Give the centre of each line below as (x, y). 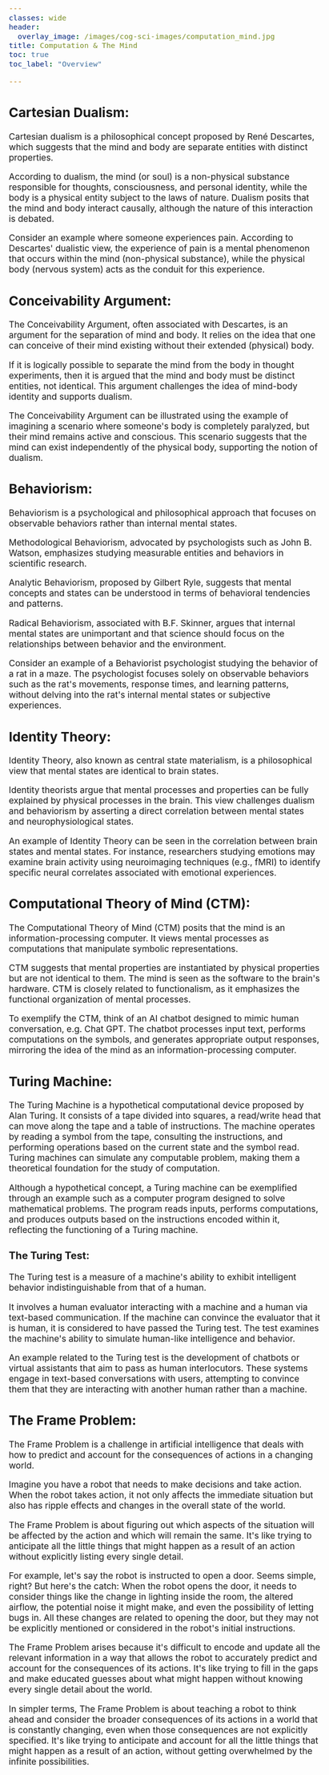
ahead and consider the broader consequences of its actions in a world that (164, 1719)
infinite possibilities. (49, 1761)
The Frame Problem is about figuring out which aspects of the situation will (162, 1524)
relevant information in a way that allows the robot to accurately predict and (163, 1658)
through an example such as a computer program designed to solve (147, 1198)
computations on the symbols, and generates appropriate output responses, (164, 1039)
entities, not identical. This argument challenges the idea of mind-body (154, 386)
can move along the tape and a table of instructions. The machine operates (162, 1126)
